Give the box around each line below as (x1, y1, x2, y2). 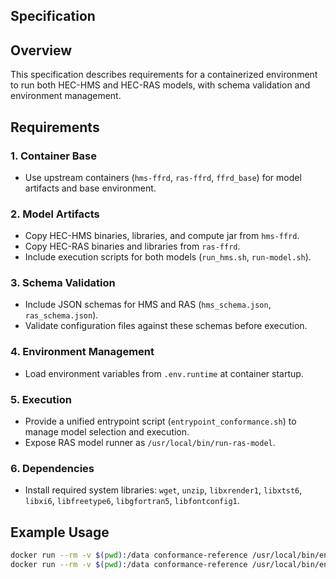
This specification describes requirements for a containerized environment (10, 69, 318, 81)
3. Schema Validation (10, 276, 116, 290)
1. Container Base (10, 149, 97, 163)
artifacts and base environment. (24, 182, 157, 194)
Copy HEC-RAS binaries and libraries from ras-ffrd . (24, 240, 241, 253)
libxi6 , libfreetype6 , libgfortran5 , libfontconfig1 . (24, 495, 240, 507)
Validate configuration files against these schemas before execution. (24, 320, 308, 332)
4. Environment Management (10, 345, 155, 359)
